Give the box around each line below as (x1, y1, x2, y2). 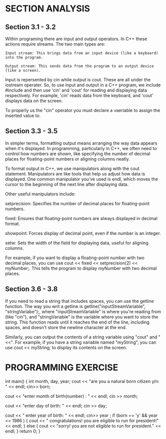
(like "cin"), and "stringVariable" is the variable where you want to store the (5, 314, 159, 320)
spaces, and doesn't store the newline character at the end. (5, 324, 127, 330)
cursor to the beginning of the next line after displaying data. (5, 181, 129, 187)
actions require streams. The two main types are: (5, 41, 106, 47)
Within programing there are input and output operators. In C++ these (5, 36, 148, 42)
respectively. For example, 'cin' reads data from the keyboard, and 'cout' (5, 93, 154, 98)
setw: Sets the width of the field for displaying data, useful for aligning (5, 240, 149, 246)
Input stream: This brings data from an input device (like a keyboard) (5, 51, 159, 55)
